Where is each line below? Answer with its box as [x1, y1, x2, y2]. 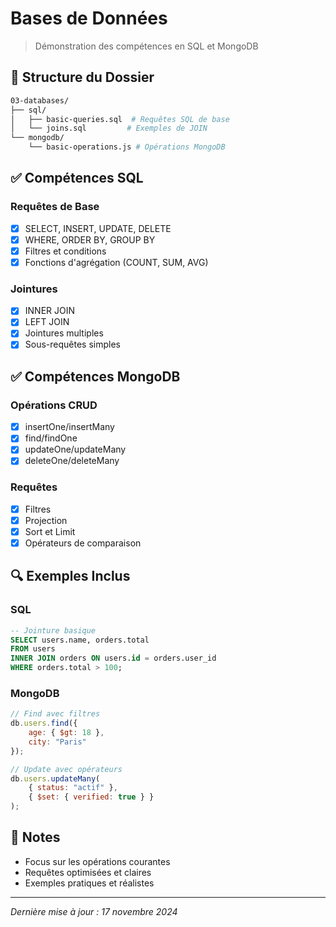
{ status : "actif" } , [28, 783, 118, 793]
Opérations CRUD [10, 398, 98, 412]
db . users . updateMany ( [10, 773, 101, 784]
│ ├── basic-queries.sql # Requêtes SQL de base [10, 114, 230, 124]
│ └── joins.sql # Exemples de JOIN [10, 123, 208, 134]
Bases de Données [10, 7, 168, 30]
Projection [24, 514, 68, 526]
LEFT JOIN [24, 316, 70, 328]
